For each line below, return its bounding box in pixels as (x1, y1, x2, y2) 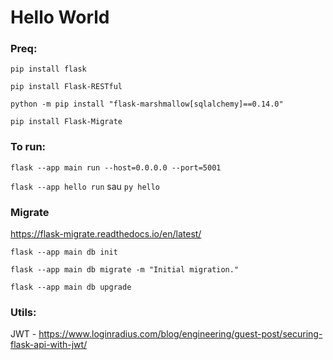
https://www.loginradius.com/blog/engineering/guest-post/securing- (38, 328, 323, 340)
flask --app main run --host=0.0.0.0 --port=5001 (10, 162, 222, 173)
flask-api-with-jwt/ (10, 339, 88, 351)
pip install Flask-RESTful (10, 82, 123, 92)
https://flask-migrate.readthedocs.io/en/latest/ (10, 228, 202, 240)
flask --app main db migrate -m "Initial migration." (10, 265, 240, 275)
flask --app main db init (10, 247, 118, 258)
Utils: (10, 306, 37, 319)
